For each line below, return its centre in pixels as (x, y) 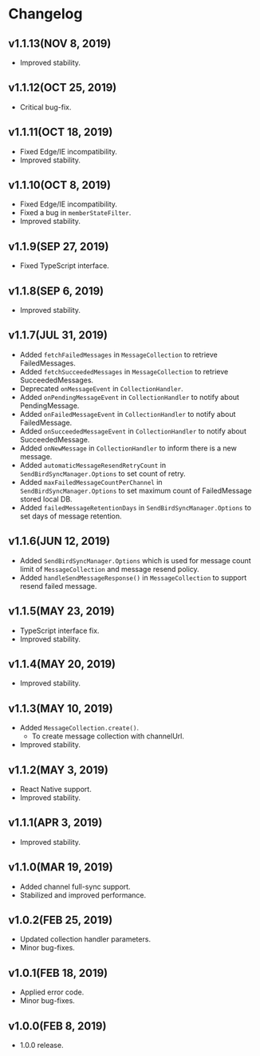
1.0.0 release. (41, 1045)
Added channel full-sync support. (75, 886)
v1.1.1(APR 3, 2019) (55, 823)
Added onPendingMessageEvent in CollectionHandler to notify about (129, 397)
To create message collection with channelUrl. (108, 736)
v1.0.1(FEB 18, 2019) (58, 973)
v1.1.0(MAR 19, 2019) (61, 868)
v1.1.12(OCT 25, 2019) (63, 88)
